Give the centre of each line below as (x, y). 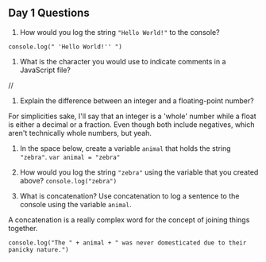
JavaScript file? (45, 70)
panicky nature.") (39, 249)
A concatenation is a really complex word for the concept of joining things (129, 220)
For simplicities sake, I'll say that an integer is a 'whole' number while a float (132, 116)
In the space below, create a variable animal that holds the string (125, 148)
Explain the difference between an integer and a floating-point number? (137, 100)
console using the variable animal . (75, 204)
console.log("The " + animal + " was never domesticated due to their (127, 243)
